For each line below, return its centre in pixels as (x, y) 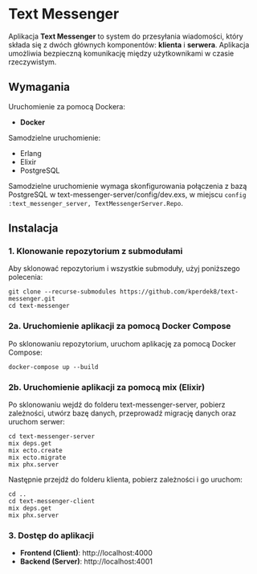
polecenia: (26, 277)
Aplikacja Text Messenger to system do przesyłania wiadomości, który (126, 36)
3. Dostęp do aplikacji (51, 535)
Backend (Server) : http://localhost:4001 (86, 562)
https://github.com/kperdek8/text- (179, 292)
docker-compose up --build (53, 367)
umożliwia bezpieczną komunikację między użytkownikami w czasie (121, 53)
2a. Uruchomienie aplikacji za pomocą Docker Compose (120, 326)
